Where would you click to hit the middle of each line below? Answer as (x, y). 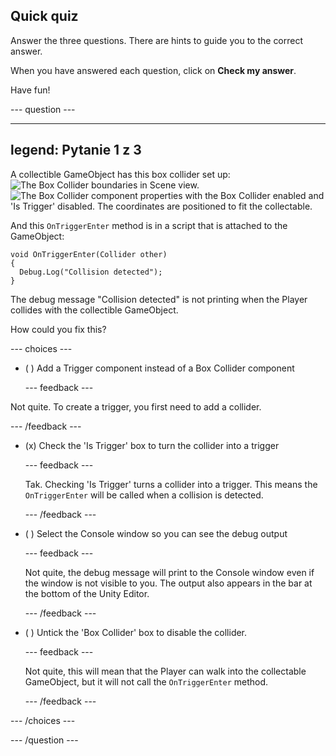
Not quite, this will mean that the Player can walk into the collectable (165, 671)
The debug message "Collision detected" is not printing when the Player (159, 299)
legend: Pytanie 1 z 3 (76, 150)
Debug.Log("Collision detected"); (91, 272)
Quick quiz (44, 16)
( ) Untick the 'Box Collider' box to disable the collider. (136, 632)
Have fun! (30, 90)
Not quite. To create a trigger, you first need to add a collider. (136, 406)
